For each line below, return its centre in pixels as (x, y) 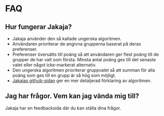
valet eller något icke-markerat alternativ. (54, 65)
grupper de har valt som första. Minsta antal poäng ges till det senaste (84, 59)
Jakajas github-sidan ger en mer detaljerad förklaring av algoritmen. (82, 80)
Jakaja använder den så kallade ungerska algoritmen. (67, 39)
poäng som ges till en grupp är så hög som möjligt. (64, 75)
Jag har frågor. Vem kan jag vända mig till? (72, 96)
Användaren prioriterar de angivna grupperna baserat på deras (77, 44)
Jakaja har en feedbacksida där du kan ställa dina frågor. (63, 108)
